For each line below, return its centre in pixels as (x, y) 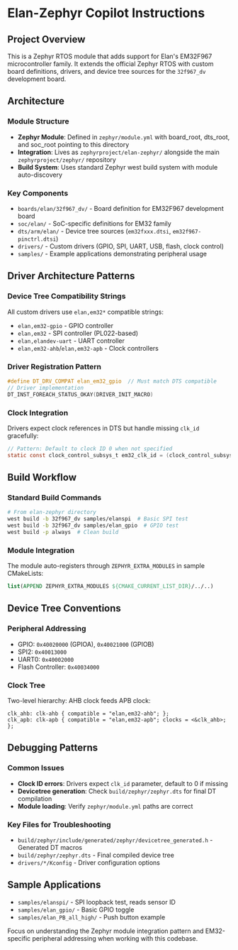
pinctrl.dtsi (37, 239)
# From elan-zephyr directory (52, 513)
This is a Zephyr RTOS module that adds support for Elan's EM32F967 (110, 56)
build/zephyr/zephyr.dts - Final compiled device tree (96, 855)
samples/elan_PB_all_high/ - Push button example (91, 917)
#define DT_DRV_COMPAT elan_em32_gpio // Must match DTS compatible (112, 381)
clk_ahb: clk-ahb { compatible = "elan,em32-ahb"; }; (89, 714)
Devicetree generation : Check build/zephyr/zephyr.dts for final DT (117, 791)
